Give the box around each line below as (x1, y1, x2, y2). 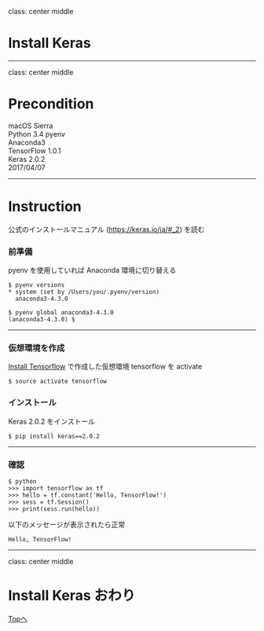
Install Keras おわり (8, 587, 136, 604)
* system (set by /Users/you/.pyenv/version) (8, 288, 159, 296)
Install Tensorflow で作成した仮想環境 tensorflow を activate (8, 361, 203, 372)
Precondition (8, 95, 94, 113)
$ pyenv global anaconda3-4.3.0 (8, 309, 114, 317)
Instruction (8, 198, 82, 215)
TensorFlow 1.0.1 (8, 145, 61, 156)
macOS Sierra (8, 121, 53, 130)
